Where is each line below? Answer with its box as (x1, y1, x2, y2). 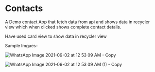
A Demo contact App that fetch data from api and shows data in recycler (5, 19, 150, 25)
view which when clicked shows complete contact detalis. (5, 24, 121, 29)
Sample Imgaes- (5, 43, 38, 48)
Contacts (5, 3, 43, 14)
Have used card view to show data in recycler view (5, 33, 107, 39)
